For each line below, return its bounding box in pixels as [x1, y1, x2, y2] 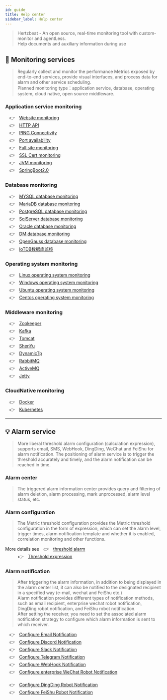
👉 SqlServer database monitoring [9, 216, 83, 222]
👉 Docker [9, 399, 34, 405]
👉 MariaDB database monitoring [9, 201, 81, 207]
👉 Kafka [9, 328, 31, 334]
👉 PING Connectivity [9, 130, 57, 136]
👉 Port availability [9, 137, 51, 143]
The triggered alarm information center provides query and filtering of [17, 485, 161, 492]
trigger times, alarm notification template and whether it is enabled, [17, 531, 155, 537]
